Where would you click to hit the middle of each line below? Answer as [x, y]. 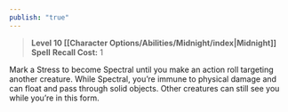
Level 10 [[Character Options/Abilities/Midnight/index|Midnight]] [154, 43]
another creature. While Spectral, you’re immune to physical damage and [143, 79]
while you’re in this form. [54, 98]
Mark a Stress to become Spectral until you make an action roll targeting [141, 69]
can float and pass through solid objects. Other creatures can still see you [144, 88]
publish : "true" [39, 17]
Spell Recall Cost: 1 [67, 52]
